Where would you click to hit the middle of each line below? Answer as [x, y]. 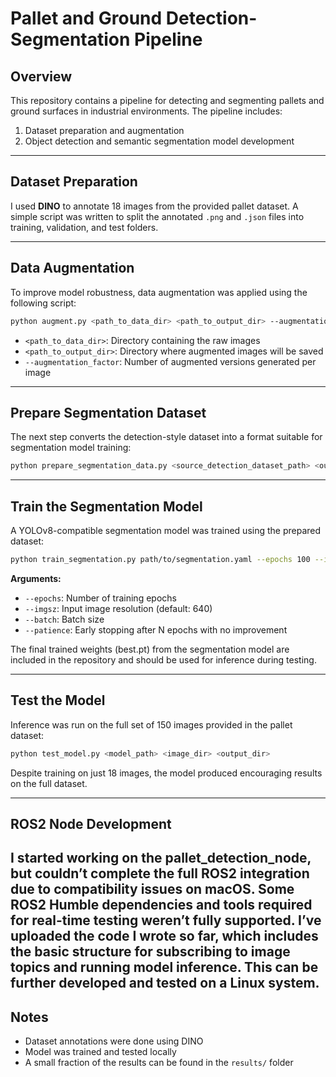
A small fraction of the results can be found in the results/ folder [159, 1063]
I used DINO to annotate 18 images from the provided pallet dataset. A [154, 206]
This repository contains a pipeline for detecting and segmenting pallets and [167, 100]
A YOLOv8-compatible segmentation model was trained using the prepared [166, 530]
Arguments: [36, 578]
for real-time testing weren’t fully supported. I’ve [166, 920]
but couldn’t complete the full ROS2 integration [160, 873]
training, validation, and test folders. [84, 227]
